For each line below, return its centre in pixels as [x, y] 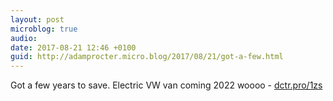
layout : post [37, 19]
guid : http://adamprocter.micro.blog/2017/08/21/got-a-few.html [147, 57]
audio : [24, 38]
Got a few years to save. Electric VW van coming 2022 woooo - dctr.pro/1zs [166, 85]
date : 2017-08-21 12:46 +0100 [73, 47]
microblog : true [44, 29]
